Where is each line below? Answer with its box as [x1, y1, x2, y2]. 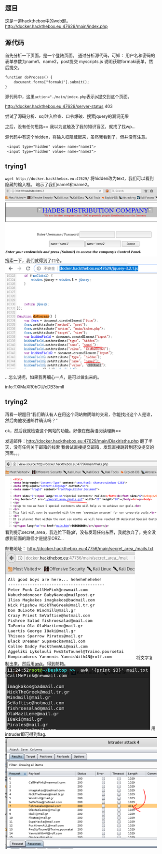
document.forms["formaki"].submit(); [13, 79, 90, 84]
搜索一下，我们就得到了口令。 [5, 257, 64, 263]
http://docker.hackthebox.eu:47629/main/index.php [5, 23, 108, 29]
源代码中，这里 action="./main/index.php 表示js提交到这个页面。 [5, 94, 132, 99]
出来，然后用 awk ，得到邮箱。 [9, 661, 68, 666]
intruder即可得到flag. [5, 731, 47, 737]
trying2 [5, 398, 28, 406]
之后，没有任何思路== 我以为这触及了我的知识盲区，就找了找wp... [5, 124, 136, 129]
